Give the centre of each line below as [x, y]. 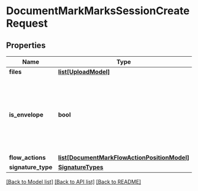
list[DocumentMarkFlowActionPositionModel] [124, 158]
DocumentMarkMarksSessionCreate [98, 11]
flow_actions [27, 158]
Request [27, 23]
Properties [26, 45]
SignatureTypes [81, 167]
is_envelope [26, 115]
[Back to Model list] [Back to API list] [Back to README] [74, 182]
